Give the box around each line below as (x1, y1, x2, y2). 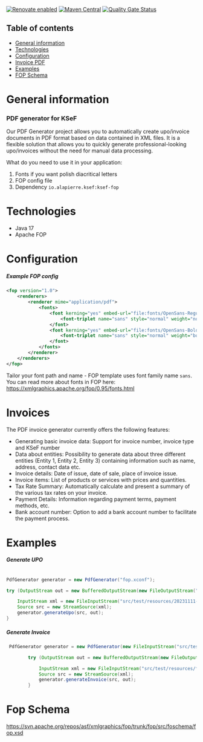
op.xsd (6, 729, 24, 737)
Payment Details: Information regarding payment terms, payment (14, 495, 176, 503)
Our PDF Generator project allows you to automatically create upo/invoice (6, 128, 190, 135)
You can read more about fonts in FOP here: (6, 378, 116, 385)
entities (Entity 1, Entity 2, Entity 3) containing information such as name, (14, 457, 196, 464)
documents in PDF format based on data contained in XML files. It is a (6, 134, 180, 142)
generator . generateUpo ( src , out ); (17, 610, 104, 616)
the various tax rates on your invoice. (14, 489, 108, 496)
